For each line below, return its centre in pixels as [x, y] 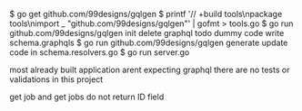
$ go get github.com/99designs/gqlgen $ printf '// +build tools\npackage [146, 14]
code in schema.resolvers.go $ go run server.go [100, 52]
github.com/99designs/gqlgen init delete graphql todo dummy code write [147, 33]
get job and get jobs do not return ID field [87, 97]
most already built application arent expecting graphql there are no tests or [150, 69]
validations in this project [56, 79]
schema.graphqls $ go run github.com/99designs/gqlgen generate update [149, 42]
